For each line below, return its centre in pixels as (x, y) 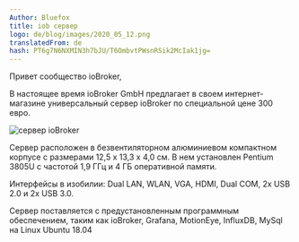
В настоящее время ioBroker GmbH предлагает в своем (116, 94)
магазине (28, 103)
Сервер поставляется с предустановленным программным (124, 211)
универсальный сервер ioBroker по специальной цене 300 (161, 103)
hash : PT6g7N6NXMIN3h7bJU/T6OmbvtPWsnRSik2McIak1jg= (110, 51)
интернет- (244, 94)
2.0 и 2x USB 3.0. (42, 194)
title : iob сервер (44, 26)
